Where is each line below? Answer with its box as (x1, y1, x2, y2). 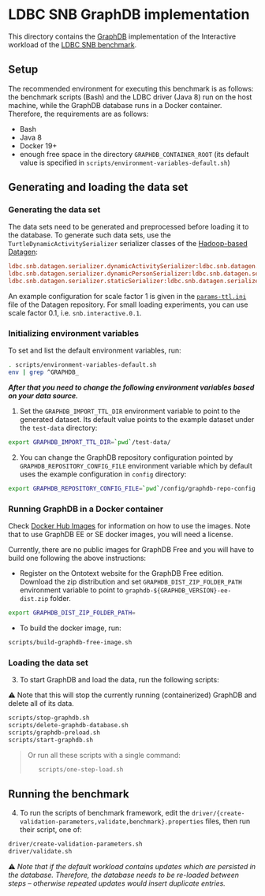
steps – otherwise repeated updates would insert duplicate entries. (8, 879, 226, 888)
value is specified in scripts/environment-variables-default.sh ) (19, 158, 230, 167)
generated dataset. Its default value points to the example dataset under (19, 415, 255, 424)
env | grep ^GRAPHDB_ (8, 368, 80, 376)
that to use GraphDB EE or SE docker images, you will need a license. (8, 530, 233, 539)
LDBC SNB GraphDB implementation (8, 6, 250, 24)
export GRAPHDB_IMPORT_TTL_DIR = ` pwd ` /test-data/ (8, 439, 171, 446)
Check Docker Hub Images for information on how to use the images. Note (8, 521, 251, 531)
